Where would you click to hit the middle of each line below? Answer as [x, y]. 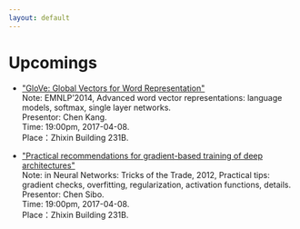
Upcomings [53, 62]
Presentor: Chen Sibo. [63, 194]
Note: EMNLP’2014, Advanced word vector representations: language [152, 97]
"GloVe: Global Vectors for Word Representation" [113, 88]
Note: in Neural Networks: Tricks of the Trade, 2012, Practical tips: [145, 174]
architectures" [48, 165]
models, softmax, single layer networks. [96, 107]
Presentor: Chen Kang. [64, 117]
